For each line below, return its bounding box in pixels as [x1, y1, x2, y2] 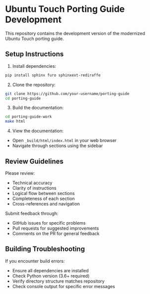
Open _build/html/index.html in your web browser [12, 138, 117, 144]
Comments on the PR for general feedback [12, 230, 100, 236]
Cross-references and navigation [12, 200, 80, 206]
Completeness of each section [12, 196, 75, 201]
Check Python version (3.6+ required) [12, 273, 90, 279]
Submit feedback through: [5, 210, 58, 216]
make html [5, 119, 26, 124]
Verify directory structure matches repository [12, 278, 105, 284]
